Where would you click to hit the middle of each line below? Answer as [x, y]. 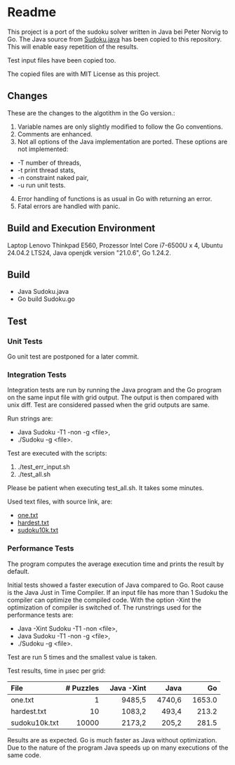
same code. [24, 755]
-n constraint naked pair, [53, 177]
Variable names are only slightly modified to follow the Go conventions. [120, 127]
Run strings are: [30, 418]
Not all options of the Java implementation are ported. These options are [122, 141]
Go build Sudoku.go [46, 299]
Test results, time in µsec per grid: [56, 670]
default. [19, 571]
